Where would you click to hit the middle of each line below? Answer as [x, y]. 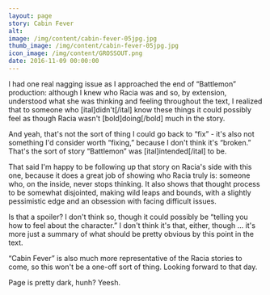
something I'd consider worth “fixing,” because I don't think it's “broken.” [130, 142]
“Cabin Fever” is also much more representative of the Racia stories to [125, 258]
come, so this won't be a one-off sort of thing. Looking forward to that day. [133, 267]
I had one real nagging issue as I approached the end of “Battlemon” [122, 84]
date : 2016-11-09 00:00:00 [54, 61]
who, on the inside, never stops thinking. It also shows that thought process [134, 183]
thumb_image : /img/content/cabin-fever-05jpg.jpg [94, 46]
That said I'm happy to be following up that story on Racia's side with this [130, 166]
